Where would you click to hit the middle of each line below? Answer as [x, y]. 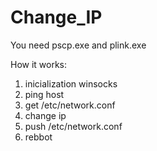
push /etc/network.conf [73, 126]
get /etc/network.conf [70, 105]
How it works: [39, 64]
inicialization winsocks [71, 83]
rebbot [38, 137]
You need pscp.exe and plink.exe [78, 45]
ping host [44, 94]
